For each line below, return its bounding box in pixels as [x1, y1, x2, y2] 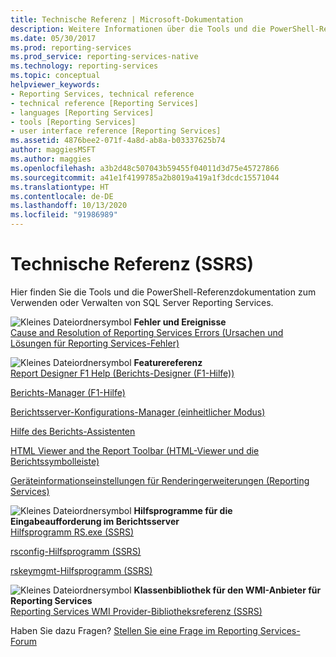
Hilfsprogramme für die [133, 504, 233, 516]
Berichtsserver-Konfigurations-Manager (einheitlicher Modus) [10, 406, 266, 418]
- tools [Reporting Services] [10, 117, 137, 127]
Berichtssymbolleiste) [10, 455, 100, 467]
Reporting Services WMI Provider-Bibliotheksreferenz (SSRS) [10, 605, 263, 617]
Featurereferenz [133, 356, 203, 368]
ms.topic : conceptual [10, 71, 101, 81]
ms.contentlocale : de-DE [10, 191, 114, 201]
